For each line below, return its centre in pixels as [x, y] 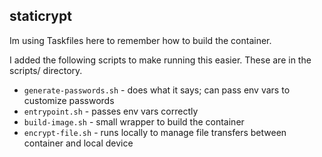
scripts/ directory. [46, 70]
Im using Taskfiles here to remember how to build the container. [140, 40]
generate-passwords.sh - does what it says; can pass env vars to [157, 90]
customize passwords [69, 100]
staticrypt [40, 16]
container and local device [78, 143]
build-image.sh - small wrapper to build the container [134, 121]
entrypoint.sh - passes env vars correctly [111, 111]
